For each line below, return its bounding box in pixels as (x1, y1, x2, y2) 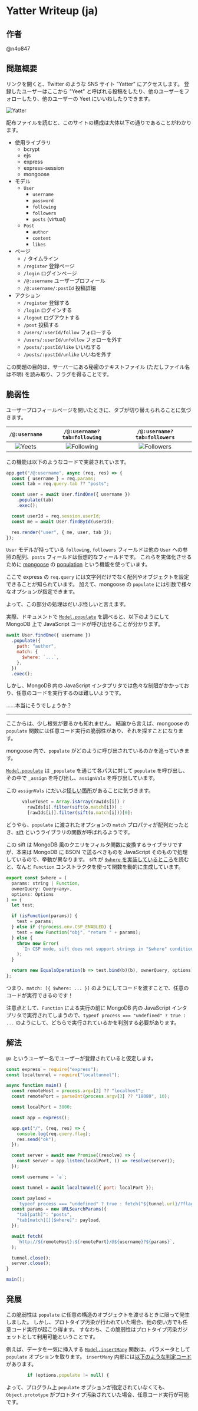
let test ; (11, 902, 35, 908)
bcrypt (23, 146, 40, 153)
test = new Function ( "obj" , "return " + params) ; (16, 929, 141, 935)
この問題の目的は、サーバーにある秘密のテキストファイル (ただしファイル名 (6, 363, 190, 370)
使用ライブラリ (14, 139, 51, 146)
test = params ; (16, 918, 54, 925)
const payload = (11, 1195, 51, 1201)
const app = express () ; (11, 1115, 70, 1120)
